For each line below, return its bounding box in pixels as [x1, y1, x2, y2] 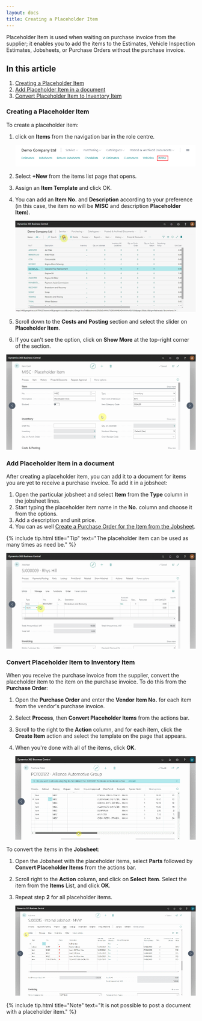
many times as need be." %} [6, 541, 76, 548]
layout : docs [6, 10, 39, 16]
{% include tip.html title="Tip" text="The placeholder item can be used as [6, 535, 189, 542]
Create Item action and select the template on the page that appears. [14, 732, 187, 740]
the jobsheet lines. [14, 497, 61, 504]
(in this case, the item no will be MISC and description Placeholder [14, 203, 182, 210]
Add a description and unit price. [14, 517, 97, 524]
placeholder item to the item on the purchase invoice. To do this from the [6, 678, 186, 685]
